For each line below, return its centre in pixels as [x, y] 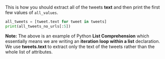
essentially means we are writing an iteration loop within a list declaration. [82, 41]
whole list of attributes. [29, 51]
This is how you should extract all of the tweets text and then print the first [82, 7]
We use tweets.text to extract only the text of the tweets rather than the [80, 46]
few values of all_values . [32, 12]
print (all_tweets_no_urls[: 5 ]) [38, 26]
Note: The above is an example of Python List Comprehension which [77, 36]
